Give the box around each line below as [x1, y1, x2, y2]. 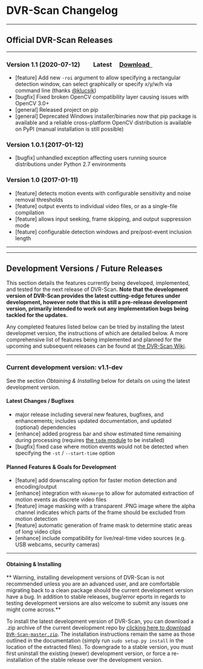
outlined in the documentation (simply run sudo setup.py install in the [6, 637, 184, 644]
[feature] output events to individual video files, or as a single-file [14, 202, 178, 209]
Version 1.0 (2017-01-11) [6, 176, 79, 184]
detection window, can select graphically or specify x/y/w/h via [14, 80, 173, 88]
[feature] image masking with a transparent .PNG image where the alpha [14, 503, 195, 510]
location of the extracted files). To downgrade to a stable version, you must [6, 644, 193, 651]
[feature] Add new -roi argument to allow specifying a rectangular [14, 74, 181, 82]
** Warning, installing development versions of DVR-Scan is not [6, 574, 165, 581]
